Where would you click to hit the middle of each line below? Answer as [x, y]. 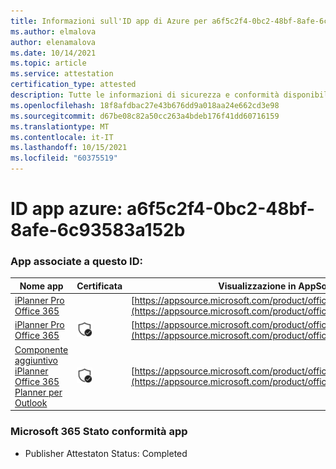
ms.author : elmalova [53, 31]
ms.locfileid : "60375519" [64, 158]
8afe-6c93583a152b [98, 230]
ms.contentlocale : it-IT [62, 137]
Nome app [41, 286]
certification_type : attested [73, 85]
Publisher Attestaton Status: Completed [106, 453]
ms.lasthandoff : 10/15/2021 [69, 148]
